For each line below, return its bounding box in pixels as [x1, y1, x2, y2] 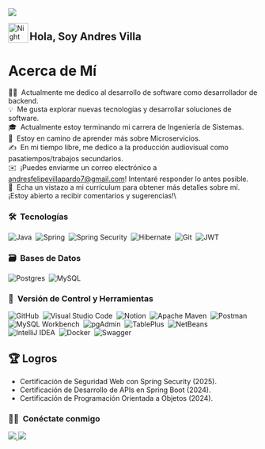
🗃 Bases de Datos [8, 252, 81, 263]
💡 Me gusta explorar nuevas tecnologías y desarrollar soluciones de [8, 104, 232, 114]
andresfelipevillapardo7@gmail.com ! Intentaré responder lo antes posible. [8, 174, 249, 184]
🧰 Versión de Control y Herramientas [8, 292, 154, 304]
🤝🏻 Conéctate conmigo [8, 413, 100, 424]
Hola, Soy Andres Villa [29, 30, 142, 43]
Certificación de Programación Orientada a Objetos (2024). [19, 394, 214, 403]
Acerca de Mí [8, 62, 97, 80]
